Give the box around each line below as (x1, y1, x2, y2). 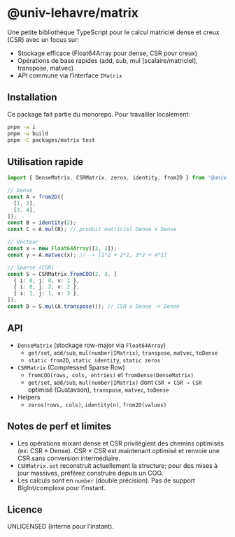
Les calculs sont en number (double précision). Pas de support (17, 476, 196, 485)
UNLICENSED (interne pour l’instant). (7, 522, 114, 531)
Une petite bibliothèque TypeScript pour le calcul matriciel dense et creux (7, 28, 220, 36)
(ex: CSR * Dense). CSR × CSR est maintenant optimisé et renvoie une (17, 446, 220, 455)
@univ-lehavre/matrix (7, 5, 138, 21)
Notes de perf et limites (7, 420, 112, 432)
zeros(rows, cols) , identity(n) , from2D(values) (27, 400, 167, 409)
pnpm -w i (7, 124, 36, 131)
